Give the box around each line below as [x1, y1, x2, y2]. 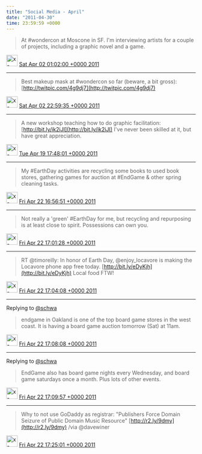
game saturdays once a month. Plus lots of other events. [20, 376, 161, 383]
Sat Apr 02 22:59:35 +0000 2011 [19, 102, 100, 109]
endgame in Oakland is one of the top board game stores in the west [20, 316, 191, 323]
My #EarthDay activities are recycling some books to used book [20, 167, 179, 175]
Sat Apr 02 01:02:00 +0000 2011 [19, 61, 99, 68]
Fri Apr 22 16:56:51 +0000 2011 [19, 198, 96, 205]
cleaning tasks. [20, 180, 59, 188]
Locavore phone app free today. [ [20, 263, 104, 270]
